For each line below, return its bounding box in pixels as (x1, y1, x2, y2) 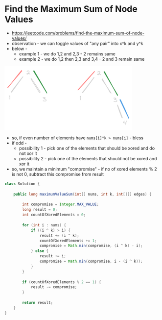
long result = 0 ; (22, 207, 57, 212)
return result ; (22, 300, 53, 305)
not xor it (19, 150, 37, 156)
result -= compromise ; (30, 285, 77, 290)
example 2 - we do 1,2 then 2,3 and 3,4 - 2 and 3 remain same (19, 56, 145, 62)
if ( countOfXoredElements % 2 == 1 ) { (22, 279, 101, 285)
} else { (30, 248, 49, 253)
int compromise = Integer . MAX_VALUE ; (22, 202, 99, 207)
